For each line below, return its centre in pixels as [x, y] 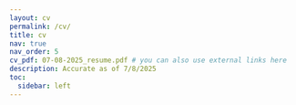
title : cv [28, 35]
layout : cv [30, 18]
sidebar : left [44, 86]
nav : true [28, 43]
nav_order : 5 [34, 52]
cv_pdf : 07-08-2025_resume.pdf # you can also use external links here [148, 60]
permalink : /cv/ [40, 26]
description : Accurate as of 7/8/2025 [83, 69]
